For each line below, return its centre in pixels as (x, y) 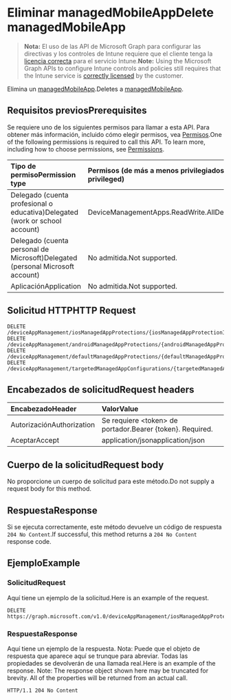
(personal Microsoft (42, 266)
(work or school (36, 220)
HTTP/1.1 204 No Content (43, 690)
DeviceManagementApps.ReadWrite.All (151, 212)
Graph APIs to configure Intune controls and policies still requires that (122, 68)
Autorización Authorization (53, 425)
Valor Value (120, 409)
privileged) (106, 179)
